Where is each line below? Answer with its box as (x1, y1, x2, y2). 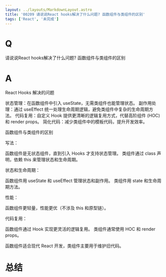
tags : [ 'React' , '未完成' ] (5, 16, 59, 21)
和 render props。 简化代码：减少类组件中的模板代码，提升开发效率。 (5, 119, 148, 125)
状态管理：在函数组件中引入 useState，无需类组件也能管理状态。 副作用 (5, 100, 152, 106)
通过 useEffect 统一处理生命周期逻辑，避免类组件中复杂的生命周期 (13, 106, 149, 112)
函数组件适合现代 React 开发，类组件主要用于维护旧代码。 (5, 243, 124, 249)
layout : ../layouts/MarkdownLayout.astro (5, 7, 92, 12)
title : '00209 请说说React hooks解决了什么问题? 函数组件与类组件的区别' (5, 12, 146, 17)
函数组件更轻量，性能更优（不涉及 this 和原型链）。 (5, 205, 109, 211)
